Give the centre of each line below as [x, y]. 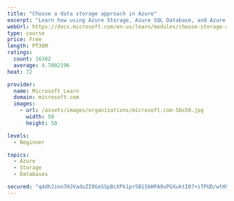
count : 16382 [32, 59]
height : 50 [41, 123]
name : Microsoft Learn [46, 91]
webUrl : [18, 26]
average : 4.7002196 [42, 65]
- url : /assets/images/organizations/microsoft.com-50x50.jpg [112, 111]
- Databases [31, 175]
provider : [22, 84]
